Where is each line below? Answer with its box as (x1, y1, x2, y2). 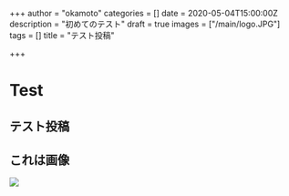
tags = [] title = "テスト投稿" (9, 30, 116, 40)
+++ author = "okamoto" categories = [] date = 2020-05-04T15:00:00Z (9, 8, 278, 18)
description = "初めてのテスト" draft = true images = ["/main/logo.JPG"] (9, 18, 281, 29)
